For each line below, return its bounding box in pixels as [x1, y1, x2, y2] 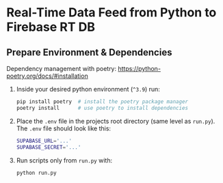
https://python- [118, 65, 161, 72]
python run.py [16, 169, 57, 176]
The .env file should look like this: [16, 124, 111, 132]
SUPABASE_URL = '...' [16, 137, 73, 144]
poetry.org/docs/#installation [6, 72, 88, 80]
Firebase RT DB [6, 19, 96, 35]
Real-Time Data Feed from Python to [6, 5, 217, 20]
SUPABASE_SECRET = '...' [16, 143, 81, 151]
